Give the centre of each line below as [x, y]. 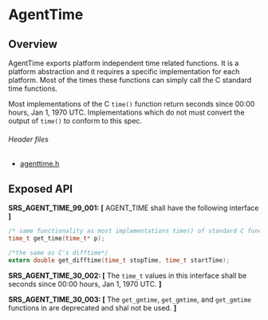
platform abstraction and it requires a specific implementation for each [124, 72]
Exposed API [41, 189]
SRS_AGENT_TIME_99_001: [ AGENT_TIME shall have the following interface [134, 208]
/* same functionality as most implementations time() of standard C [126, 231]
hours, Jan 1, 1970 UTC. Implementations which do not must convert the [126, 112]
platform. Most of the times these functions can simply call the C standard [130, 80]
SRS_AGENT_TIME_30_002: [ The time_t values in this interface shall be [128, 275]
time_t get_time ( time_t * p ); [57, 238]
